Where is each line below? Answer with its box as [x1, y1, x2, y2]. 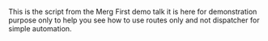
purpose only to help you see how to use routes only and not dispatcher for [8, 15, 260, 25]
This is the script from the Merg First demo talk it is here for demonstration [8, 7, 257, 16]
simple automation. [8, 24, 72, 33]
